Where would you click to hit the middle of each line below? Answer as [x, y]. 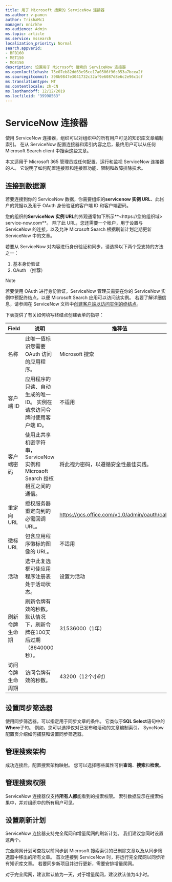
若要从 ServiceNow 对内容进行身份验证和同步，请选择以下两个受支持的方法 [84, 247]
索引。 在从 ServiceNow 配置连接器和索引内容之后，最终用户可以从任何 [81, 145]
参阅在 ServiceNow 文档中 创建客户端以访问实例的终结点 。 [80, 304]
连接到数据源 [26, 186]
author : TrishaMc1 [25, 19]
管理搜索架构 [26, 752]
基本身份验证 [26, 264]
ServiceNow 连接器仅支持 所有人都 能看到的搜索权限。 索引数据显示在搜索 [82, 796]
